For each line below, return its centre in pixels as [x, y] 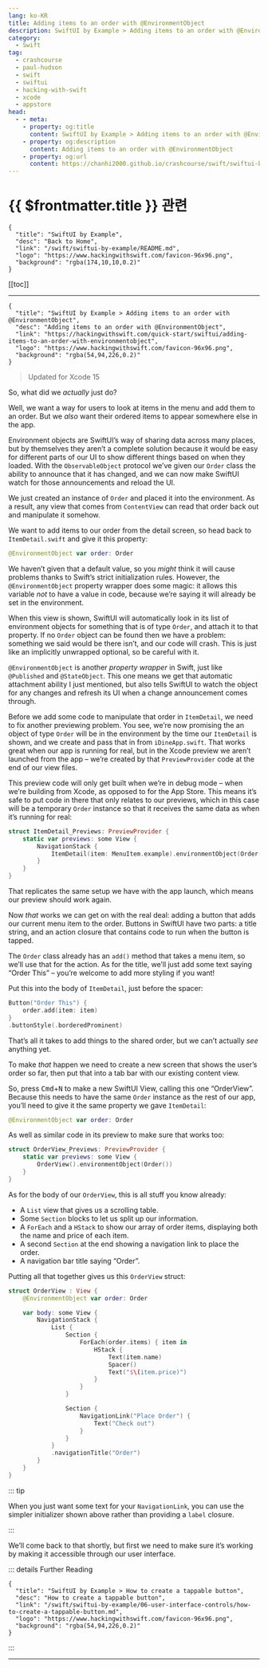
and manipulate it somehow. [55, 515]
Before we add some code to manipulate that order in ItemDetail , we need [131, 716]
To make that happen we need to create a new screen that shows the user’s [133, 1064]
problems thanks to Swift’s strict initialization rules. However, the [114, 577]
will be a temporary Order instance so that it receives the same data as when [134, 808]
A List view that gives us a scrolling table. [89, 1210]
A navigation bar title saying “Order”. [80, 1261]
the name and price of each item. [74, 1235]
